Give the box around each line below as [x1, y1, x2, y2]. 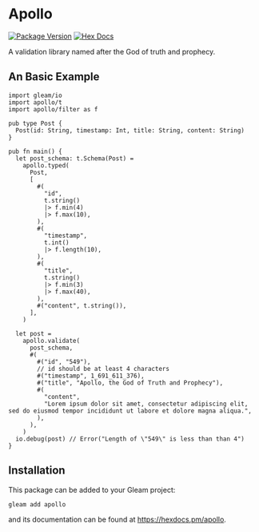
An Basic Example [8, 70, 100, 84]
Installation [8, 464, 66, 478]
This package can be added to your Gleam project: [8, 485, 176, 494]
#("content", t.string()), [37, 301, 127, 309]
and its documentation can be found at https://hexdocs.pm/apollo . [8, 514, 226, 525]
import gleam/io [8, 91, 62, 99]
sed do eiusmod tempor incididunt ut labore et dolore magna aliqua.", [8, 406, 252, 415]
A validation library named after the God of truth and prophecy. [8, 46, 216, 56]
